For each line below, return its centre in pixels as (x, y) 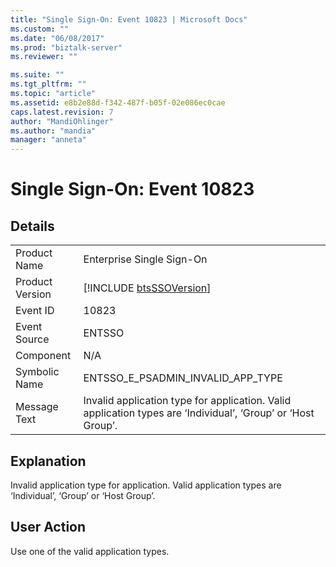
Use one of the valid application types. (90, 551)
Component (43, 356)
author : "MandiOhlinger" (62, 121)
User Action (48, 527)
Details (32, 226)
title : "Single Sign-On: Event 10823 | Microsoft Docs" (129, 19)
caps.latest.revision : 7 (62, 112)
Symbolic (37, 372)
